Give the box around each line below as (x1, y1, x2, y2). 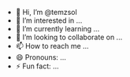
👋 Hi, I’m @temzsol (15, 8, 77, 16)
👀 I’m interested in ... (15, 16, 83, 25)
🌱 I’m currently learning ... (15, 24, 100, 33)
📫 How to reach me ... (15, 42, 89, 50)
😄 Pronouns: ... (15, 53, 67, 62)
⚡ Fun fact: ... (15, 61, 59, 71)
